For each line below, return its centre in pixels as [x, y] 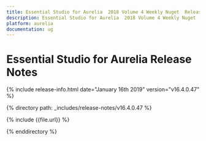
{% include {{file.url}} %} [38, 120]
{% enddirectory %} [32, 132]
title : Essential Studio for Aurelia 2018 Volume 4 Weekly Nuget [93, 12]
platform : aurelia [30, 23]
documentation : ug [30, 29]
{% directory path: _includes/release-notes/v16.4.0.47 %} [79, 108]
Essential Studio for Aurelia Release [99, 59]
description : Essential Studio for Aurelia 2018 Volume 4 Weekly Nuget [101, 18]
